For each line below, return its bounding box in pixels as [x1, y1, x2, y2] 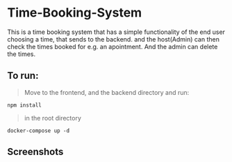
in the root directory [24, 114, 82, 122]
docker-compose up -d [7, 127, 70, 134]
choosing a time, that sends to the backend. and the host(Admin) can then [7, 35, 220, 43]
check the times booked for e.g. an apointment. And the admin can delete [7, 42, 218, 51]
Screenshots [7, 146, 64, 158]
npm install [7, 102, 42, 109]
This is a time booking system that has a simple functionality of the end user [7, 28, 226, 36]
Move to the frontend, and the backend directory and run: [24, 88, 190, 96]
